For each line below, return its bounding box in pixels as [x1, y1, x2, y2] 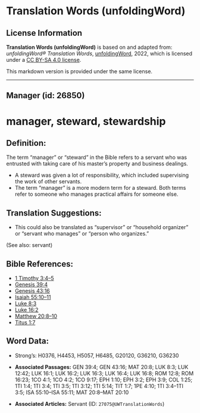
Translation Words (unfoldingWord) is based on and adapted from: [6, 43, 173, 51]
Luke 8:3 [14, 300, 37, 307]
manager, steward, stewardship [6, 114, 166, 128]
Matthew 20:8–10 [14, 312, 58, 320]
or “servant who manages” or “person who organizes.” [14, 230, 149, 237]
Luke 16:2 [14, 306, 39, 314]
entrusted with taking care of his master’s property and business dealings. [6, 160, 189, 167]
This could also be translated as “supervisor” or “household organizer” [14, 224, 189, 231]
